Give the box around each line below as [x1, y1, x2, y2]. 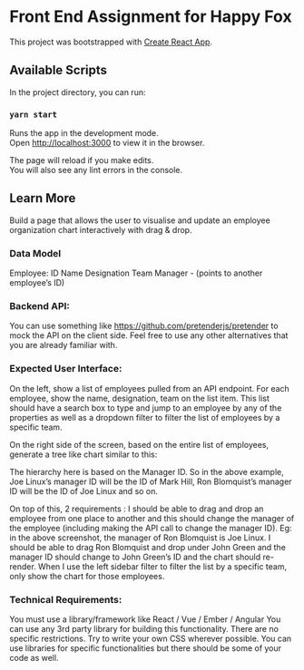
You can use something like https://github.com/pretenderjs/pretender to [9, 320, 279, 332]
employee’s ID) [9, 277, 65, 288]
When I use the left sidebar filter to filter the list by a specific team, [37, 560, 288, 572]
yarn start [9, 109, 57, 120]
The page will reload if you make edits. [9, 155, 154, 166]
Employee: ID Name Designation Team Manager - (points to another [9, 267, 263, 278]
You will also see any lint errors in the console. [9, 165, 183, 176]
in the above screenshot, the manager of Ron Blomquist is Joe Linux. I [9, 532, 271, 543]
